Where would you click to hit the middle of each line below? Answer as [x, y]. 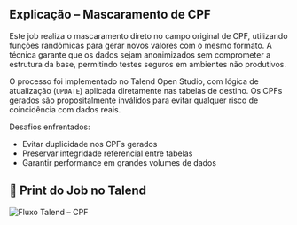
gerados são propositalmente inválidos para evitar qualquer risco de [134, 100]
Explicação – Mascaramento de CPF [110, 15]
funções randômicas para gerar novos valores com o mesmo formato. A [141, 45]
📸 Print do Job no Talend [78, 191]
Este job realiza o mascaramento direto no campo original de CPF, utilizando [148, 35]
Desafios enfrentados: [50, 127]
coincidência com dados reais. [65, 109]
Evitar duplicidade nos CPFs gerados [90, 144]
